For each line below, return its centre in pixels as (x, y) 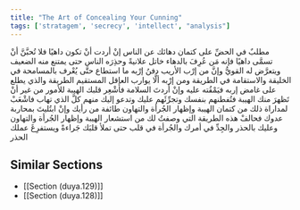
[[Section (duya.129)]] (63, 186)
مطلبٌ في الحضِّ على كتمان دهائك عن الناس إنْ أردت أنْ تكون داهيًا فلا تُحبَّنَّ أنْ (140, 51)
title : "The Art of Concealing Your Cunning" (96, 17)
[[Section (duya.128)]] (63, 196)
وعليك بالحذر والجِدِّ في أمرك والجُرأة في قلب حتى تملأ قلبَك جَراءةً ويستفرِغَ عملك (144, 127)
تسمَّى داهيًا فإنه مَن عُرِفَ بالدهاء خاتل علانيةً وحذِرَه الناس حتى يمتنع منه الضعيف (142, 61)
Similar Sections (57, 165)
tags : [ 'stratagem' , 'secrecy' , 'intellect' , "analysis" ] (120, 26)
